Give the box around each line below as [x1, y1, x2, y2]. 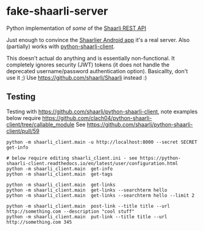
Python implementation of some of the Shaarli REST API [6, 24, 146, 32]
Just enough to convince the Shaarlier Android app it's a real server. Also [6, 36, 190, 43]
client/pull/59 [6, 127, 40, 135]
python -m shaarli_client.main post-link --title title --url [6, 203, 171, 209]
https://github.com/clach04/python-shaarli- [42, 114, 152, 121]
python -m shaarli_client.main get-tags [6, 171, 113, 177]
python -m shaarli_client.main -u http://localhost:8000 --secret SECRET [6, 139, 198, 145]
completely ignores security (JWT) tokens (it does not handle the [6, 61, 170, 68]
